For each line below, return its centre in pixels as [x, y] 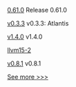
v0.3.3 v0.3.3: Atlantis [38, 23]
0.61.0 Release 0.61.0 [37, 10]
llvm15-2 [19, 50]
